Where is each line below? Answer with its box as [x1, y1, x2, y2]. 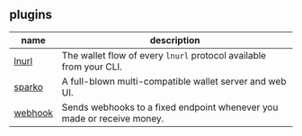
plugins [9, 7, 52, 23]
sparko [13, 80, 43, 93]
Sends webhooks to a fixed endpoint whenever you [61, 101, 279, 113]
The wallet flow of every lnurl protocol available [61, 49, 267, 61]
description [149, 33, 200, 46]
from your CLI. [61, 60, 123, 73]
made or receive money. [61, 112, 164, 124]
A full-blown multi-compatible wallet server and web [61, 75, 287, 87]
